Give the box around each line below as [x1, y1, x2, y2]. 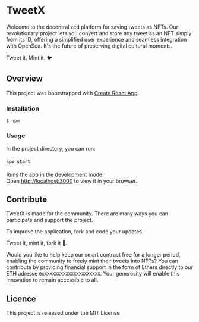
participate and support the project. [6, 217, 93, 224]
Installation [6, 104, 40, 112]
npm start [6, 158, 31, 164]
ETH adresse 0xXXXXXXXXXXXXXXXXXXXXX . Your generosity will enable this [6, 270, 180, 277]
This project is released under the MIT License [6, 310, 120, 317]
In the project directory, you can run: [6, 145, 96, 152]
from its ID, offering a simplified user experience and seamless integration [6, 36, 187, 43]
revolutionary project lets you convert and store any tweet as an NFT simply [6, 29, 192, 36]
